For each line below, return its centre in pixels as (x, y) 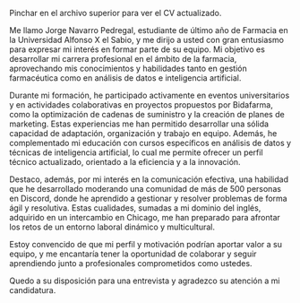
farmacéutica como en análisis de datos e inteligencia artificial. (125, 78)
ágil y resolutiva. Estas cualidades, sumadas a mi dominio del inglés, (135, 208)
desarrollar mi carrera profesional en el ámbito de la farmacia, (123, 59)
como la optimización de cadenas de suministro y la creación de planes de (147, 114)
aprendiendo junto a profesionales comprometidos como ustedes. (131, 263)
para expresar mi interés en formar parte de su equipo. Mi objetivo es (137, 49)
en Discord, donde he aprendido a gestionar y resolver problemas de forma (149, 198)
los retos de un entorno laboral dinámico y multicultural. (112, 227)
